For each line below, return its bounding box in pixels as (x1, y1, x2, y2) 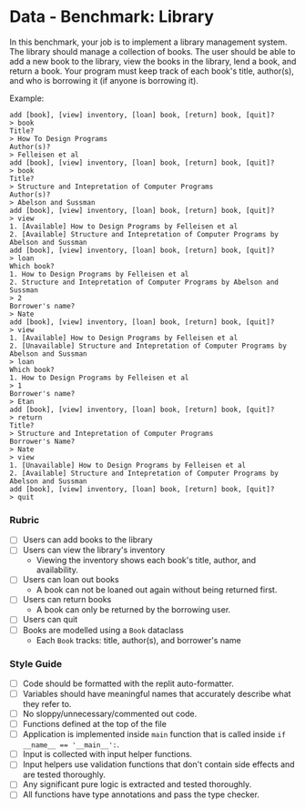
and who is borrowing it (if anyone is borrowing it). (9, 75, 198, 86)
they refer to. (22, 699, 72, 710)
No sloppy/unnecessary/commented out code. (22, 708, 198, 720)
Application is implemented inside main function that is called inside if (22, 729, 287, 740)
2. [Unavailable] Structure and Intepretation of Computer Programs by (9, 341, 287, 350)
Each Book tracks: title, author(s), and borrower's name (36, 634, 241, 645)
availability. (36, 564, 79, 575)
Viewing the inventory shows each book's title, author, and (36, 555, 257, 566)
